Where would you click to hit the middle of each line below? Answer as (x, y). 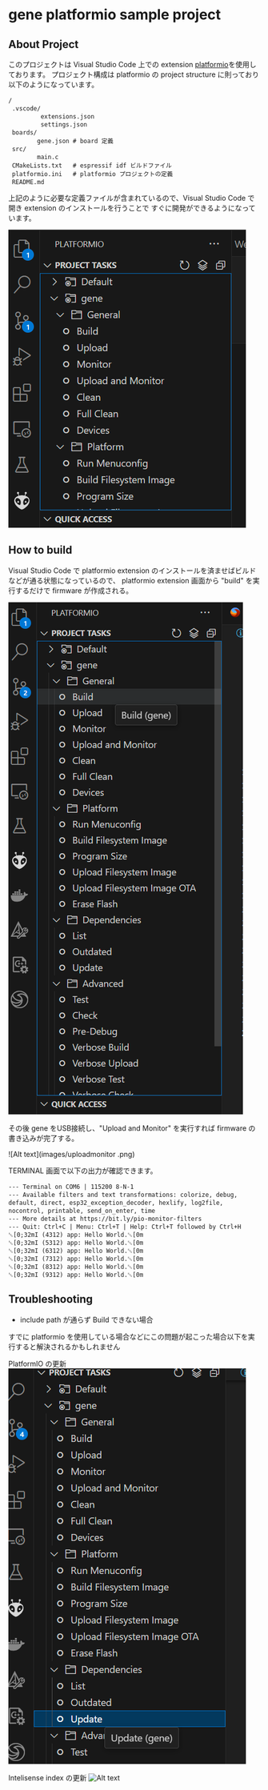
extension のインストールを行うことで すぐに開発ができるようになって (140, 208)
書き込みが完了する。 (43, 1138)
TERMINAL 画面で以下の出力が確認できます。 (83, 1171)
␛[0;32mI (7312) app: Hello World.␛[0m (76, 1259)
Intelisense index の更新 (48, 1777)
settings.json (64, 125)
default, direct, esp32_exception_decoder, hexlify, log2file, (116, 1203)
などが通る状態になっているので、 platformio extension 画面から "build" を (131, 580)
